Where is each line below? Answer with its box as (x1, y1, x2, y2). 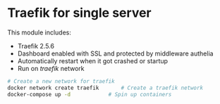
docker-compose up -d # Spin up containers (7, 91, 172, 98)
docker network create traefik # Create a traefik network (7, 84, 203, 91)
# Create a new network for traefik (7, 77, 115, 85)
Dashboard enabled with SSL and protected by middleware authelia (17, 49, 214, 58)
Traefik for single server (7, 5, 152, 21)
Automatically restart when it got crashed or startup (17, 56, 168, 65)
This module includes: (7, 28, 72, 37)
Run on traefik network (17, 64, 85, 72)
